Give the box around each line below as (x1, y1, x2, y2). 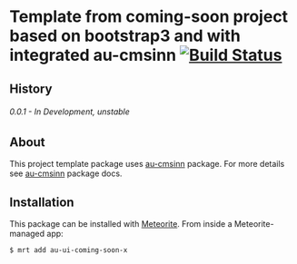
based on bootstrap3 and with (9, 25, 241, 46)
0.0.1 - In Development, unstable (9, 106, 130, 117)
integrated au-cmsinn (9, 45, 177, 65)
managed (9, 229, 45, 240)
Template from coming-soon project (9, 6, 289, 27)
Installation (9, 194, 74, 210)
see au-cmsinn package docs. (9, 168, 123, 179)
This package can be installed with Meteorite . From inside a (9, 219, 233, 230)
